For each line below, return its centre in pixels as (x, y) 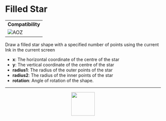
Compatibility (24, 24)
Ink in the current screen (30, 50)
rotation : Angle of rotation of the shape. (53, 80)
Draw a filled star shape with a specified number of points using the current (82, 44)
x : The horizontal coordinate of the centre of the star (66, 59)
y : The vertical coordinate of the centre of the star (63, 64)
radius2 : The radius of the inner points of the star (63, 75)
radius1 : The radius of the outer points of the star (62, 70)
